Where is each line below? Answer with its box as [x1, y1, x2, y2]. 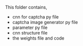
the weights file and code [12, 35, 65, 41]
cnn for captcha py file [12, 14, 59, 19]
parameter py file [12, 24, 48, 30]
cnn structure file [12, 30, 48, 35]
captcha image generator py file [12, 19, 78, 25]
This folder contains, [5, 4, 47, 10]
